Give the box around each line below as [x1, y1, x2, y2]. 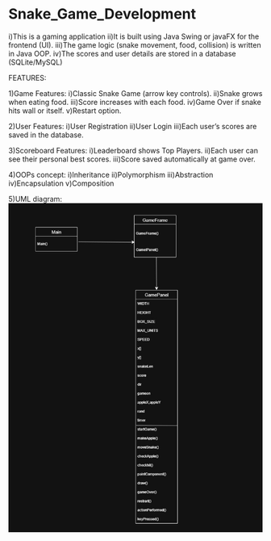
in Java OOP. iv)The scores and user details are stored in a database [8, 48, 236, 58]
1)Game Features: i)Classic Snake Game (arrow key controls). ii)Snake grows [8, 88, 263, 98]
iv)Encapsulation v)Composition [8, 178, 115, 188]
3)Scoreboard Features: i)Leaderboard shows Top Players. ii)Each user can [8, 145, 258, 155]
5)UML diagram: [8, 194, 63, 203]
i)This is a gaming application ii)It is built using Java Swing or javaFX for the [8, 31, 260, 41]
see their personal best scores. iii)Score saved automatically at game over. [8, 154, 256, 164]
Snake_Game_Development [8, 5, 196, 23]
